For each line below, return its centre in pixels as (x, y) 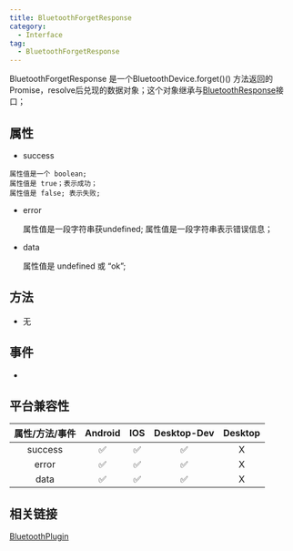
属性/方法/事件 (45, 434)
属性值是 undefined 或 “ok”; (74, 266)
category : (28, 26)
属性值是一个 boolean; (48, 174)
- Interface (40, 35)
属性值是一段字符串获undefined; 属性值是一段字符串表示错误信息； (147, 229)
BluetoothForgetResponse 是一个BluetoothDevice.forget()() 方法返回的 (141, 79)
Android (103, 434)
